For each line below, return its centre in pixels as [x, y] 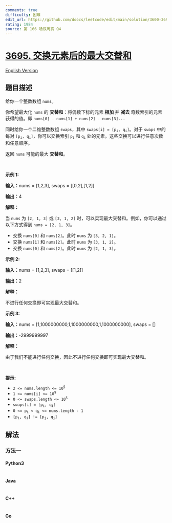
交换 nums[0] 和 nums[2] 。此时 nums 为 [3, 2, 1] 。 [66, 235]
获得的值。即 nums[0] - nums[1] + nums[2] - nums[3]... [65, 118]
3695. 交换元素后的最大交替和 [69, 56]
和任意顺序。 [19, 143]
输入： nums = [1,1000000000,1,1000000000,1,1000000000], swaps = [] [81, 324]
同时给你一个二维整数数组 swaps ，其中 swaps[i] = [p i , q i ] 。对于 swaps [81, 129]
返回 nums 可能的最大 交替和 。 [37, 154]
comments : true [21, 10]
